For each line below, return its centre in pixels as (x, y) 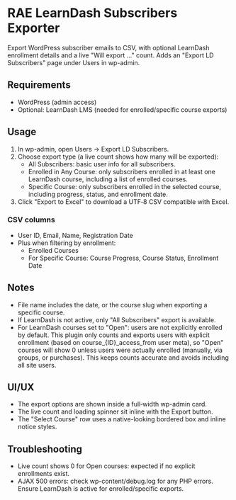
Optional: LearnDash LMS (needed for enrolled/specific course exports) (122, 109)
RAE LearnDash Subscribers (92, 13)
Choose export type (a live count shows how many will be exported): (118, 157)
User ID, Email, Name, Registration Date (75, 235)
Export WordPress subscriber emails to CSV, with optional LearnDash (108, 47)
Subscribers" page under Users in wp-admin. (74, 62)
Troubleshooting (45, 449)
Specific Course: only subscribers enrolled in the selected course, (125, 186)
